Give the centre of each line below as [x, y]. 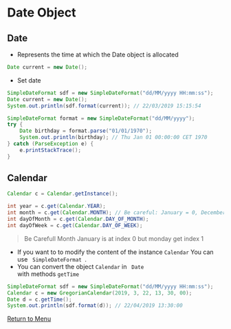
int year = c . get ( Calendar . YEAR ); [57, 206]
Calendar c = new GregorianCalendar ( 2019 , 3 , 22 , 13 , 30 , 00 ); [100, 293]
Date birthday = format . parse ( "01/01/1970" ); [86, 131]
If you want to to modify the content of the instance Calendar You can [115, 252]
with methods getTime [48, 274]
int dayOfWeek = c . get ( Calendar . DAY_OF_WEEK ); [75, 225]
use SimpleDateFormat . [52, 259]
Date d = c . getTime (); [40, 299]
